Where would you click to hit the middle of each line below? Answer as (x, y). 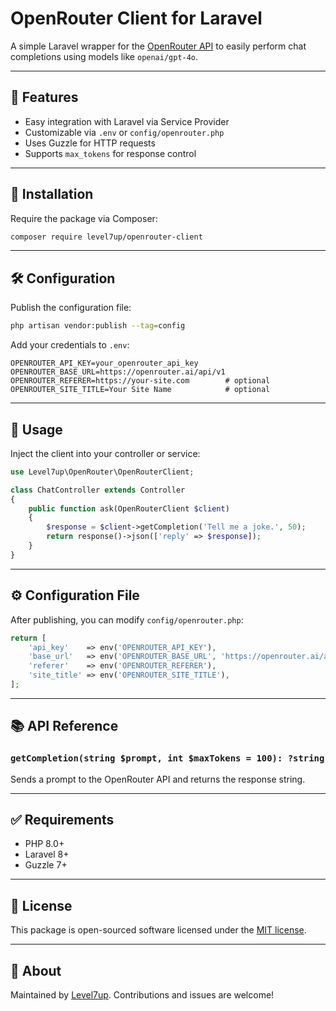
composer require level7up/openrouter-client (106, 237)
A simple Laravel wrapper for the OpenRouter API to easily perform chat (158, 46)
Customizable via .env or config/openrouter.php (124, 132)
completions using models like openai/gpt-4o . (104, 56)
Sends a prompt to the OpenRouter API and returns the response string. (158, 779)
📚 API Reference (64, 726)
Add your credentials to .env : (70, 345)
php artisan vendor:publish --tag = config (98, 326)
